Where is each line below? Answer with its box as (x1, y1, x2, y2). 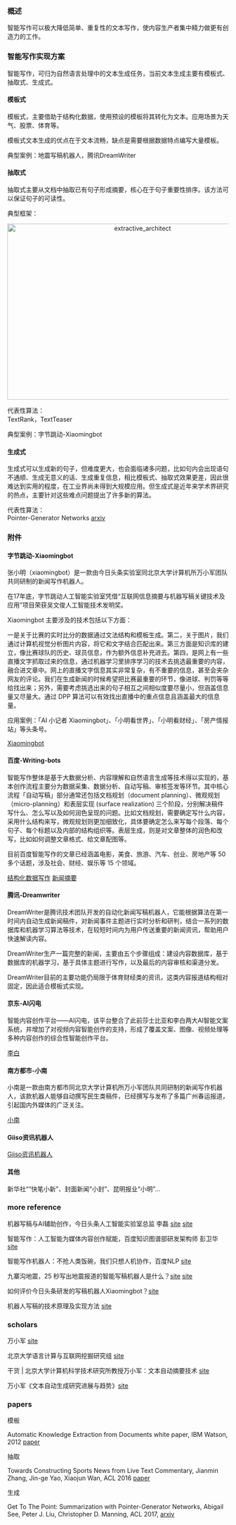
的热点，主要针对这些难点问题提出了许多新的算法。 (7, 491, 155, 499)
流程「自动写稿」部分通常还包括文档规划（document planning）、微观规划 (7, 791, 221, 799)
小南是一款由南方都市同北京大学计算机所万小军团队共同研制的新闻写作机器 (7, 1083, 223, 1092)
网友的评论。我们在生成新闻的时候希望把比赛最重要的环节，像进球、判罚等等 (7, 674, 229, 684)
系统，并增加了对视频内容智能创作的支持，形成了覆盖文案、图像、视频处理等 (7, 1024, 229, 1033)
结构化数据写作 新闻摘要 (7, 873, 77, 881)
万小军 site (7, 1336, 39, 1345)
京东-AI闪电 (7, 999, 41, 1008)
